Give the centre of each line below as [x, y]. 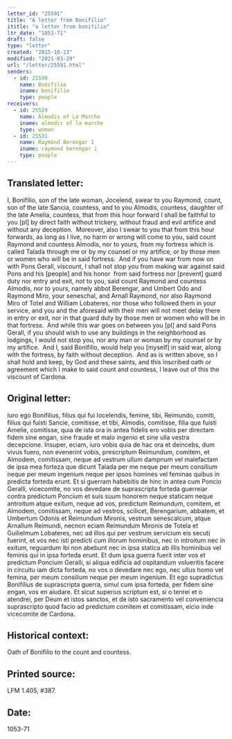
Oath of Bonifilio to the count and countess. [69, 652]
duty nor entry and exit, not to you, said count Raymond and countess [107, 281]
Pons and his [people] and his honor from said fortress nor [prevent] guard [115, 274]
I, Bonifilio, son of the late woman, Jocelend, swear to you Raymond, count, [115, 200]
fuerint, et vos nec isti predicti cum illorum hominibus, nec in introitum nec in [116, 540]
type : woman [37, 130]
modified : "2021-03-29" [42, 59]
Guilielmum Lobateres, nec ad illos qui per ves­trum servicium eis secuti [109, 533]
